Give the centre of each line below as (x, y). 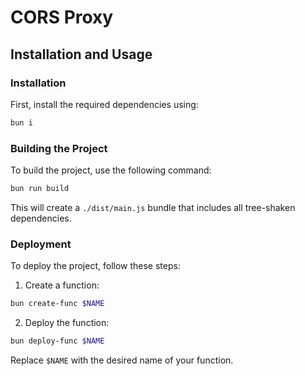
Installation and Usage (81, 54)
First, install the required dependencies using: (104, 104)
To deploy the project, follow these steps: (95, 266)
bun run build (40, 189)
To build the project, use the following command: (111, 170)
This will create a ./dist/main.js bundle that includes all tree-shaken (153, 207)
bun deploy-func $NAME (57, 341)
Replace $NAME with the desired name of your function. (122, 360)
